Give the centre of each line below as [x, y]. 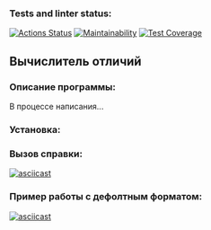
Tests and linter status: [61, 13]
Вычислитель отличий [75, 61]
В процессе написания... [57, 106]
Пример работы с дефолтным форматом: [106, 197]
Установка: [35, 129]
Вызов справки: [46, 154]
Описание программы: [63, 86]
